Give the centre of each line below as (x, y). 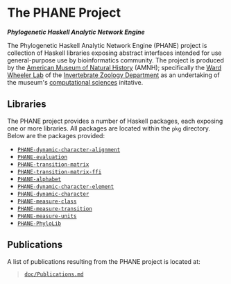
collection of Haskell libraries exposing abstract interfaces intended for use (114, 53)
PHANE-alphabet (39, 179)
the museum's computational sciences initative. (75, 82)
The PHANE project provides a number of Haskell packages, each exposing (115, 121)
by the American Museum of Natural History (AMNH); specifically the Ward (114, 67)
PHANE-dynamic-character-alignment (69, 150)
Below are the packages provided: (56, 135)
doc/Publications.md (54, 274)
